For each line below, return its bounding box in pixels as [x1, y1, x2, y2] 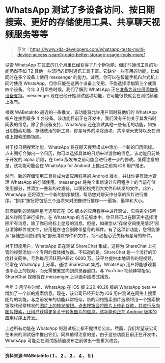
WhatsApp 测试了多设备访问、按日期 [5, 4, 155, 16]
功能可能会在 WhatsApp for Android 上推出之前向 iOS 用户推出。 [18, 163, 148, 168]
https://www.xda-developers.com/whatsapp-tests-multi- [30, 46, 145, 52]
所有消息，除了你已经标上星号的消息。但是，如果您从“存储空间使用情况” [9, 220, 156, 226]
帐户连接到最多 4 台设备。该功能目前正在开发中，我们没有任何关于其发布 [5, 115, 152, 121]
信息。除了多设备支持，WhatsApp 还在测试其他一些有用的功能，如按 [18, 121, 157, 127]
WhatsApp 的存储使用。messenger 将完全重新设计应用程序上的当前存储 [10, 179, 156, 185]
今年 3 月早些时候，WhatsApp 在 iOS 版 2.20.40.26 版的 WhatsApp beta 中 [5, 284, 156, 290]
